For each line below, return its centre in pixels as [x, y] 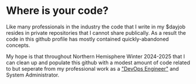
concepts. [18, 45]
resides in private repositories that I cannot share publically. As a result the [96, 32]
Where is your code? [57, 11]
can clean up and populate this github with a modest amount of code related [98, 63]
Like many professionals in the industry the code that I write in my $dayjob [96, 27]
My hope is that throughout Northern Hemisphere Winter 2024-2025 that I [96, 56]
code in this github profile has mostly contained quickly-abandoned [87, 39]
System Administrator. [33, 75]
